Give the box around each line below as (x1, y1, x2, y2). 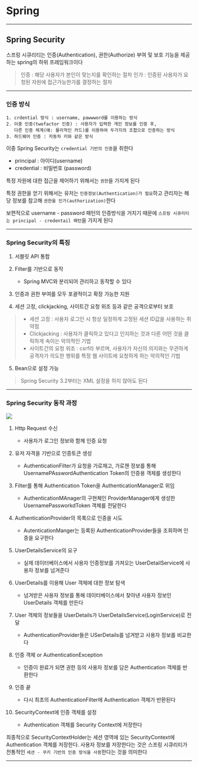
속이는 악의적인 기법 (45, 337, 91, 345)
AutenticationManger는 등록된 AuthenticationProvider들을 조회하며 (23, 527, 183, 534)
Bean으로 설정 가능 (14, 365, 59, 372)
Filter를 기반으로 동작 (14, 265, 64, 273)
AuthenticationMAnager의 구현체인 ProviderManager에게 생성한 (23, 494, 176, 502)
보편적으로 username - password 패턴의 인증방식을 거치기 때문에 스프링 (6, 210, 171, 217)
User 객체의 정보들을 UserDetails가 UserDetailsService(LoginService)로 (14, 611, 186, 619)
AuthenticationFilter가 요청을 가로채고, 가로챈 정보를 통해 (23, 462, 156, 469)
